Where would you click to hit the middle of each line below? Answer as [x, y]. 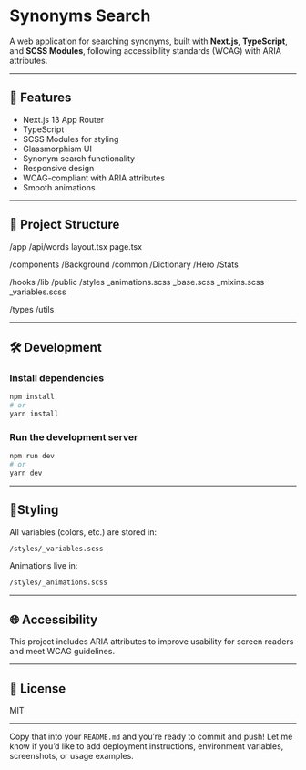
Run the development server [74, 436]
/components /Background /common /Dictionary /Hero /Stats [124, 264]
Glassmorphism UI [57, 149]
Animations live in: [44, 566]
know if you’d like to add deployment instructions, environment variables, [147, 746]
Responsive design [58, 168]
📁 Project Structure [65, 225]
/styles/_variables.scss [56, 549]
